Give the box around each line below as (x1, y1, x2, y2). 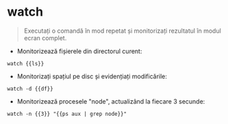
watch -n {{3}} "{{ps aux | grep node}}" (7, 110, 127, 117)
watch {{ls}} (7, 60, 45, 67)
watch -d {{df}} (7, 85, 53, 92)
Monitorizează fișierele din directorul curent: (16, 47, 142, 55)
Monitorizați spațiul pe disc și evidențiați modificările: (16, 72, 168, 80)
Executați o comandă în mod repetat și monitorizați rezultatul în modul (23, 27, 221, 35)
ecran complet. (23, 33, 67, 42)
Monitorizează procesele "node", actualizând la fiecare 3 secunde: (16, 97, 205, 106)
